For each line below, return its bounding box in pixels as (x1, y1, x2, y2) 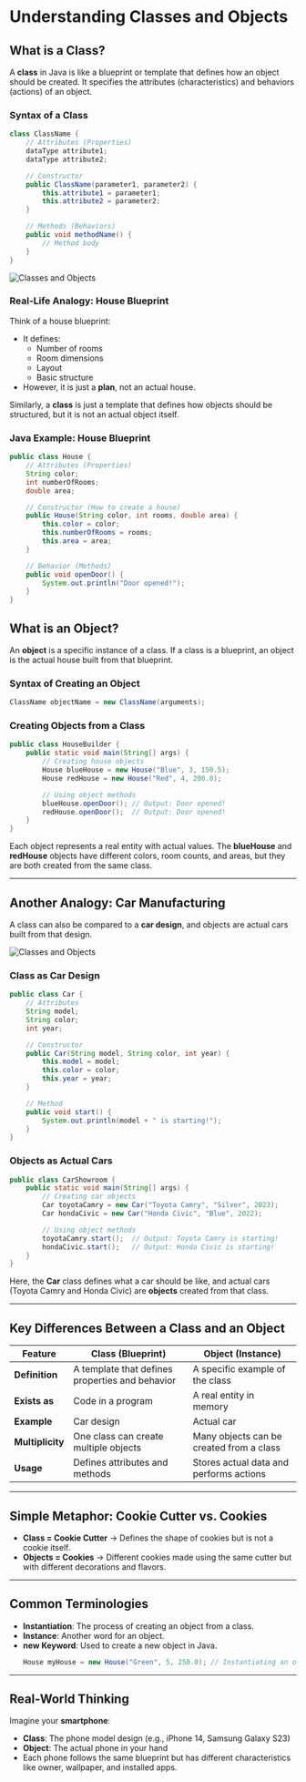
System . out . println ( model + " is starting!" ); (42, 1116, 222, 1125)
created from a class (192, 1441, 280, 1454)
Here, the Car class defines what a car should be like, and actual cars (9, 1275, 270, 1286)
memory (192, 1400, 229, 1413)
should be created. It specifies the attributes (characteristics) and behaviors (9, 77, 294, 87)
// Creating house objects (42, 757, 145, 766)
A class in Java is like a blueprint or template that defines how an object (9, 67, 280, 77)
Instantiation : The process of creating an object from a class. (22, 1620, 255, 1632)
